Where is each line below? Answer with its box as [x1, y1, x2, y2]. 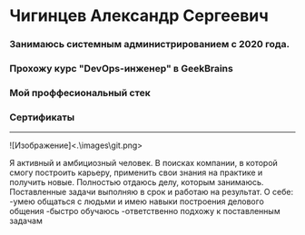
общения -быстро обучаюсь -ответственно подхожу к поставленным [9, 206, 280, 217]
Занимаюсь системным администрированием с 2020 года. [9, 38, 290, 51]
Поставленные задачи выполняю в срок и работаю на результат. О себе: [9, 187, 293, 198]
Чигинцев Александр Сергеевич [9, 5, 270, 26]
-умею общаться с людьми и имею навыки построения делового [9, 196, 265, 207]
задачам [9, 215, 43, 227]
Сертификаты [9, 111, 75, 123]
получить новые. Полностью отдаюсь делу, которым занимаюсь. [9, 177, 264, 188]
